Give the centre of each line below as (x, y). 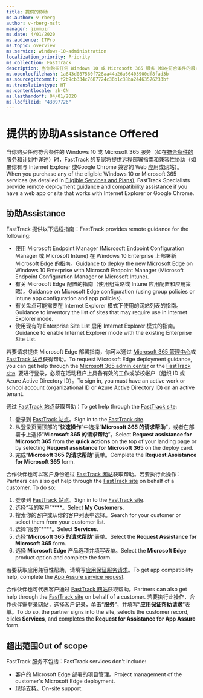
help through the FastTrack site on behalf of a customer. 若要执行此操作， (98, 597)
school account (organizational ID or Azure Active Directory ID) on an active (101, 387)
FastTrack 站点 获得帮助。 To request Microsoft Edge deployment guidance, (99, 359)
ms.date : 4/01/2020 (31, 35)
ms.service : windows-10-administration (56, 51)
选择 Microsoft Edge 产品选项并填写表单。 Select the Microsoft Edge (101, 551)
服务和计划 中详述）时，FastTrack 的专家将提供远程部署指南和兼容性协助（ (99, 159)
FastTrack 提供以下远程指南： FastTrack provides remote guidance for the (98, 229)
